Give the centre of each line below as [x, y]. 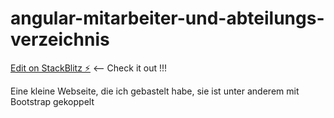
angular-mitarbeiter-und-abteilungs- [167, 18]
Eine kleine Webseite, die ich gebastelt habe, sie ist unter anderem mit [155, 91]
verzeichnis [60, 39]
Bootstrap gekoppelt [52, 101]
